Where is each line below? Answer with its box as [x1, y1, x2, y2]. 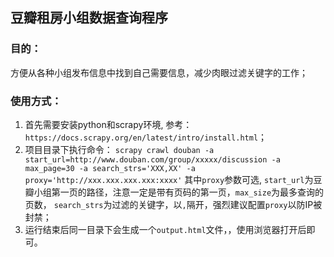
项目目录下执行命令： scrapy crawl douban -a [24, 143, 215, 155]
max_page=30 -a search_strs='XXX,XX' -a [24, 163, 196, 173]
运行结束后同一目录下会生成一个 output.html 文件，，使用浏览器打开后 [24, 223, 307, 235]
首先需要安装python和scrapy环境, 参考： [24, 118, 193, 130]
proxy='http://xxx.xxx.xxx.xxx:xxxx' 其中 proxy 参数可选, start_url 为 [24, 173, 314, 185]
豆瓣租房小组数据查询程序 [10, 9, 168, 27]
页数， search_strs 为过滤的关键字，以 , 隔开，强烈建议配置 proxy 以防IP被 [24, 198, 323, 210]
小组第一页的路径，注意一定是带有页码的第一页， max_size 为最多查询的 [33, 186, 325, 198]
